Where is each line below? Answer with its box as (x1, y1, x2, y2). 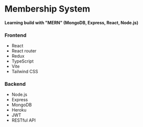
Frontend (4, 32, 27, 38)
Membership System (4, 3, 91, 15)
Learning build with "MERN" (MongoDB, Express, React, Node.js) (4, 19, 139, 25)
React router (11, 48, 37, 54)
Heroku (11, 107, 27, 113)
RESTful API (11, 117, 36, 123)
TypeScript (11, 58, 34, 64)
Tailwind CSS (11, 69, 38, 75)
